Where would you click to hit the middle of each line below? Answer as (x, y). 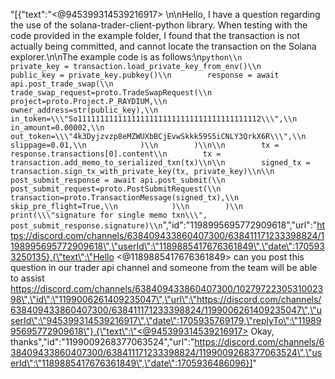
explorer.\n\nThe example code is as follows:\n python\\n (126, 57)
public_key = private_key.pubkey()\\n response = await (145, 75)
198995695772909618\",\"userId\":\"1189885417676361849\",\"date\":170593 (167, 246)
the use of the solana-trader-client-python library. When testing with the (159, 25)
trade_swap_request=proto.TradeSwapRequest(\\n (111, 93)
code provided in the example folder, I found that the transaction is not (155, 35)
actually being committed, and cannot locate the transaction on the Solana (163, 46)
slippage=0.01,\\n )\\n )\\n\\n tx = (145, 145)
